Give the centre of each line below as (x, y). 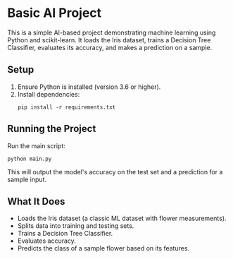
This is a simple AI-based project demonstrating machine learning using (112, 32)
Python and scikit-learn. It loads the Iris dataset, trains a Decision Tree (109, 40)
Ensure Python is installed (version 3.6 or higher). (89, 87)
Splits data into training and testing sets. (76, 226)
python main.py (30, 159)
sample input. (27, 179)
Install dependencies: (49, 94)
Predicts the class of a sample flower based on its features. (103, 248)
